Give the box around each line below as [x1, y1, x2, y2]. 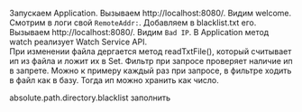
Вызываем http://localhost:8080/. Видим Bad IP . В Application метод [9, 27, 270, 37]
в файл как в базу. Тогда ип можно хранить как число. [9, 75, 219, 85]
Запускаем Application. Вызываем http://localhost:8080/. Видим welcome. [9, 8, 292, 18]
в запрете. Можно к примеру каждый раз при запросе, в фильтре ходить [9, 65, 292, 76]
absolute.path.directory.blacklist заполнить [9, 92, 171, 103]
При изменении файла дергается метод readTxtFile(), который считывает [9, 46, 292, 57]
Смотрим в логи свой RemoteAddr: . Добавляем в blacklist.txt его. [9, 17, 257, 28]
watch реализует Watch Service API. [9, 36, 147, 47]
